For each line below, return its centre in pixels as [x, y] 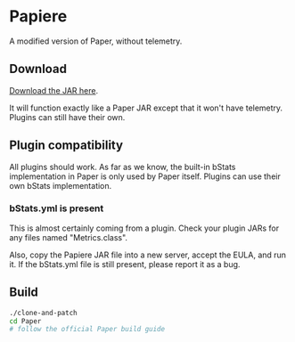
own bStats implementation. [61, 185]
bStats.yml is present [57, 208]
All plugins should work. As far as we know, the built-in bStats [123, 167]
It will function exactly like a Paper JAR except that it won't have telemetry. [146, 108]
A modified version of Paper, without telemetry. [96, 41]
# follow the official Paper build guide [87, 330]
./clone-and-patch [43, 313]
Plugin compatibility [66, 146]
